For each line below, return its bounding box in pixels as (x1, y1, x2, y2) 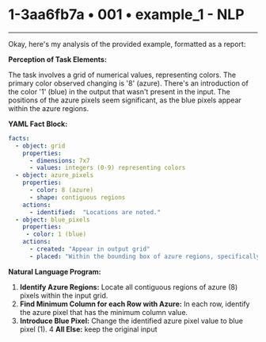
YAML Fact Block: (8, 119, 68, 129)
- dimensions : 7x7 (28, 156, 90, 164)
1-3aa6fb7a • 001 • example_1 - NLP (8, 6, 245, 24)
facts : (8, 134, 30, 142)
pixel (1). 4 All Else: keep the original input (19, 324, 158, 334)
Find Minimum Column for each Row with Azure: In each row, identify (19, 299, 250, 309)
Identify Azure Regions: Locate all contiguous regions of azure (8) (19, 282, 238, 291)
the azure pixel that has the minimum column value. (19, 307, 188, 317)
